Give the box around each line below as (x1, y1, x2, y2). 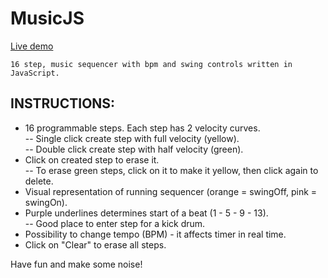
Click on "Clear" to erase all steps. (24, 238, 167, 251)
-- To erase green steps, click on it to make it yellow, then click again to (24, 164, 319, 176)
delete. (24, 175, 54, 187)
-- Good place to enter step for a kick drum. (24, 217, 206, 229)
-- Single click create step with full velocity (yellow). (24, 132, 240, 144)
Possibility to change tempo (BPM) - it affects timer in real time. (24, 228, 287, 240)
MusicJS (10, 7, 85, 30)
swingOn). (24, 196, 68, 208)
